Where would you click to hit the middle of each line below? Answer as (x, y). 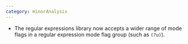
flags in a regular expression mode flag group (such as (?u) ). (90, 34)
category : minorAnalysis (37, 11)
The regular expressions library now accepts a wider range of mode (98, 28)
